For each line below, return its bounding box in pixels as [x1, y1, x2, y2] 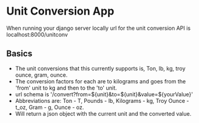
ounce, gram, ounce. [15, 71, 68, 79]
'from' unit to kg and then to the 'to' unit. [15, 84, 117, 91]
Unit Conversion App [6, 4, 115, 18]
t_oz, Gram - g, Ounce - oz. [15, 104, 84, 111]
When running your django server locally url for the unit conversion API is [6, 24, 191, 32]
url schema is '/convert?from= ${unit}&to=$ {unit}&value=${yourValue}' [15, 90, 194, 98]
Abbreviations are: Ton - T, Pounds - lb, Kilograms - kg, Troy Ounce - [15, 97, 189, 104]
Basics [6, 49, 32, 59]
